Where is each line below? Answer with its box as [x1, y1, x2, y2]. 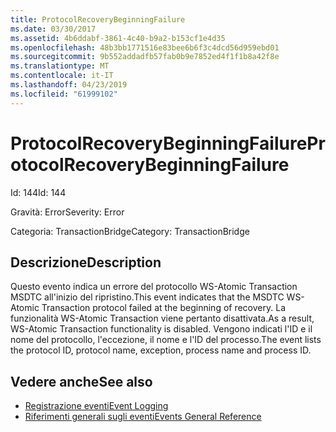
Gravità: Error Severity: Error [10, 206, 125, 218]
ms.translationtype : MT [10, 61, 110, 71]
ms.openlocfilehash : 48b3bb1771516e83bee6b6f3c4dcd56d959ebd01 [10, 42, 280, 53]
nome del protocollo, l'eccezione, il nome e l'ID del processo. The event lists [10, 334, 322, 346]
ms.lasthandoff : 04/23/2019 [10, 80, 128, 90]
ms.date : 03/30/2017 [10, 24, 97, 34]
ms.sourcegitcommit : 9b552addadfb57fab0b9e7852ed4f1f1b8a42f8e [10, 52, 280, 62]
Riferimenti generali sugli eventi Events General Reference [24, 411, 262, 423]
